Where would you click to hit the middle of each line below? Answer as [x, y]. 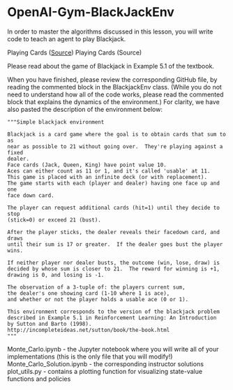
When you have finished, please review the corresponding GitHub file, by [112, 79]
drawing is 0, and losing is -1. [56, 275]
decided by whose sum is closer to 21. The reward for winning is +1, [113, 269]
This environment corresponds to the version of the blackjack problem [113, 312]
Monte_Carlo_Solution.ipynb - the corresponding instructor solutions [106, 363]
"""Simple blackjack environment [56, 122]
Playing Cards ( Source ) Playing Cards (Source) [75, 52]
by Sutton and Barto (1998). [50, 324]
